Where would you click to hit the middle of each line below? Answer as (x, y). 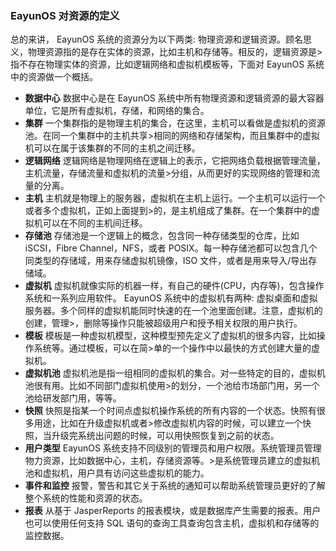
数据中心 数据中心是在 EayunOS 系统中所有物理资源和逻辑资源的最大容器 (174, 98)
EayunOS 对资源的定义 (65, 15)
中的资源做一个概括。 (54, 77)
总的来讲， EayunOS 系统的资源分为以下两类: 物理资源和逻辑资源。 (148, 39)
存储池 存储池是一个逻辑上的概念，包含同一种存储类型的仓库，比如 (162, 236)
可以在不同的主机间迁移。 (95, 223)
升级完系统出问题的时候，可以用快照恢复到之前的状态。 (165, 436)
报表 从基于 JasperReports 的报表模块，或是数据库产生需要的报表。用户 (173, 511)
